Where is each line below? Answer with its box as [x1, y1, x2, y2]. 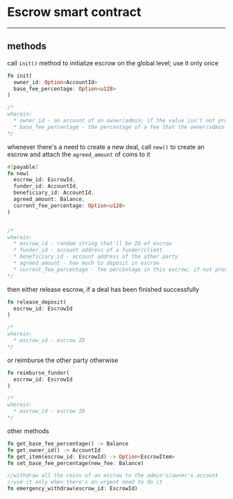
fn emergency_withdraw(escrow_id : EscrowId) [7, 485, 138, 492]
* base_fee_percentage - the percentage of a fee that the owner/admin [13, 123, 225, 131]
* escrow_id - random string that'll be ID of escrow [13, 240, 172, 247]
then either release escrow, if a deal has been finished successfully [7, 285, 200, 293]
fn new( [7, 170, 30, 177]
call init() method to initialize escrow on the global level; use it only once [7, 58, 218, 67]
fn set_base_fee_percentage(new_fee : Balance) [7, 459, 144, 466]
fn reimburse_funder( [7, 369, 70, 376]
